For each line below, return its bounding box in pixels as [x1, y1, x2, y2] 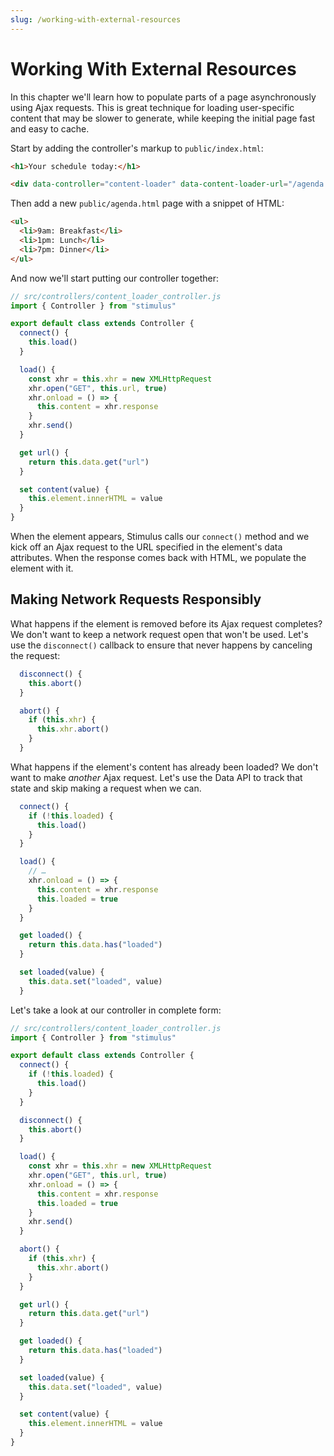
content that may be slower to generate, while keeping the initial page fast [10, 112, 316, 124]
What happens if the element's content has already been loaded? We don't [10, 761, 319, 773]
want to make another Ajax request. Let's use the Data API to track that [10, 771, 303, 783]
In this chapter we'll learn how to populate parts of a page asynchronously [10, 91, 317, 103]
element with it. [10, 562, 74, 575]
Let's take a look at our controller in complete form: [10, 1004, 222, 1016]
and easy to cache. [10, 122, 90, 135]
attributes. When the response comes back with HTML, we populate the [10, 552, 307, 564]
